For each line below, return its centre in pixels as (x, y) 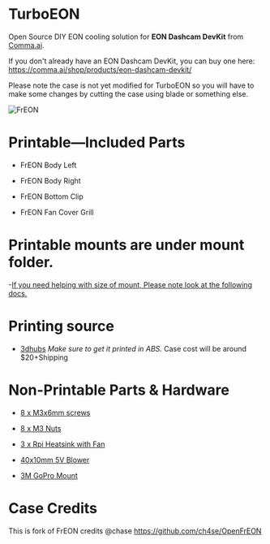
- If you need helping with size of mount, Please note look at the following (131, 284)
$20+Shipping (44, 357)
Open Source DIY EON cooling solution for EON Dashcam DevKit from (126, 37)
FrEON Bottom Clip (51, 196)
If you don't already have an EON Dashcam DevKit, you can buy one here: (132, 61)
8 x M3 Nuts (41, 428)
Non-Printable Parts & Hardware (119, 390)
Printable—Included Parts (97, 142)
